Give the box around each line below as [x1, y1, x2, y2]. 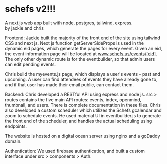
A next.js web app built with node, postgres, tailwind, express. [5, 20, 133, 26]
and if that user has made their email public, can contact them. [5, 81, 134, 88]
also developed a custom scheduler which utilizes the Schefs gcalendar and [5, 107, 162, 113]
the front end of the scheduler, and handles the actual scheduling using [5, 118, 152, 124]
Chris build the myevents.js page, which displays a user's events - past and [5, 71, 161, 77]
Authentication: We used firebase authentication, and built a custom [5, 148, 145, 154]
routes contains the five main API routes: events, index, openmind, [5, 96, 142, 103]
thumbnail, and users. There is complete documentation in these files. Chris [5, 102, 161, 108]
